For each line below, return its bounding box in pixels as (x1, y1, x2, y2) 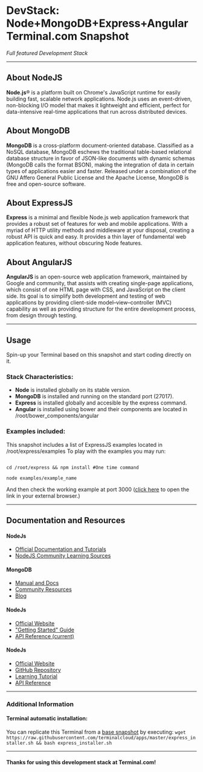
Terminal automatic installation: (6, 715, 88, 722)
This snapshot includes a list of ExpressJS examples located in (6, 441, 163, 448)
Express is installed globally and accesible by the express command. (14, 399, 187, 406)
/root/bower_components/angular (14, 412, 99, 420)
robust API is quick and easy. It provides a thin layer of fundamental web (6, 233, 187, 240)
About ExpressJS (6, 197, 73, 208)
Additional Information (6, 700, 74, 708)
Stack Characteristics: (6, 372, 74, 381)
